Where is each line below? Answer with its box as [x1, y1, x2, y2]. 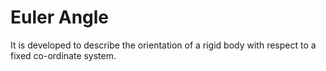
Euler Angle [10, 6, 110, 29]
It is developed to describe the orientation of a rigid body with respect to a [10, 39, 317, 51]
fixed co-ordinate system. [10, 49, 117, 61]
